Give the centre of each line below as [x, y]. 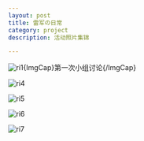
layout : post [30, 15]
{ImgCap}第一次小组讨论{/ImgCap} [79, 68]
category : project [38, 30]
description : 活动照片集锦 [49, 37]
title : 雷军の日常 [35, 23]
